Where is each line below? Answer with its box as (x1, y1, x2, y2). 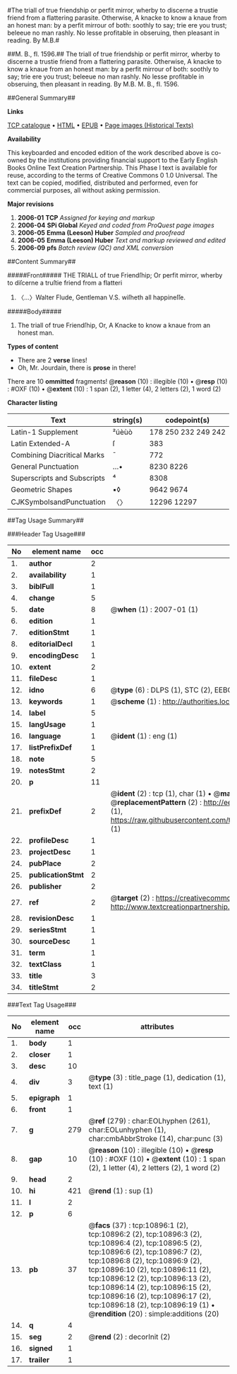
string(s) (112, 416, 143, 425)
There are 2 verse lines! (17, 356, 87, 364)
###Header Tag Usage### (7, 530, 86, 538)
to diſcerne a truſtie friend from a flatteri (7, 279, 123, 287)
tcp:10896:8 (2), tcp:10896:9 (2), (88, 1256, 202, 1266)
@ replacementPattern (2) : (110, 798, 202, 807)
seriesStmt (29, 925, 67, 934)
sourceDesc (29, 937, 71, 946)
